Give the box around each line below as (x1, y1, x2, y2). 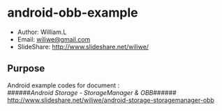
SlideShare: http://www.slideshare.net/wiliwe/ (17, 42, 149, 51)
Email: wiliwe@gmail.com (17, 35, 91, 43)
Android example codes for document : (7, 81, 120, 89)
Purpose (7, 62, 45, 74)
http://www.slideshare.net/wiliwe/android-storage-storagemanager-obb (7, 96, 215, 104)
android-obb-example (7, 5, 138, 21)
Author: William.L (17, 28, 67, 36)
